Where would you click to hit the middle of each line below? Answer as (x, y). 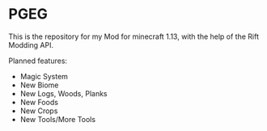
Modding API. (31, 44)
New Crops (39, 111)
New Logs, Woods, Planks (64, 93)
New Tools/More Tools (57, 119)
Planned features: (38, 61)
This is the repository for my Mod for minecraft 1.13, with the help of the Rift (134, 36)
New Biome (39, 85)
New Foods (39, 102)
